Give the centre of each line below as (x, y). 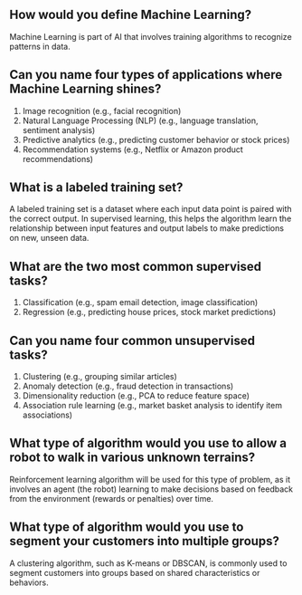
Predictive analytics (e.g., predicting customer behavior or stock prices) (156, 139)
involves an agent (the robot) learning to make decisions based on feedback (151, 489)
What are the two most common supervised (136, 266)
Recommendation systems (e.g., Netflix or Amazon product (133, 149)
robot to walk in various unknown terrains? (132, 458)
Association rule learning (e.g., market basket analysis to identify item (152, 406)
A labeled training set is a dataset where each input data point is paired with (151, 209)
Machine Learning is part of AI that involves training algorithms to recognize (151, 36)
